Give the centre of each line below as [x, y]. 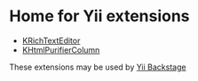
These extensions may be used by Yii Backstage [98, 67]
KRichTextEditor [51, 40]
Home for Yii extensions [99, 16]
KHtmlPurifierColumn [61, 49]
